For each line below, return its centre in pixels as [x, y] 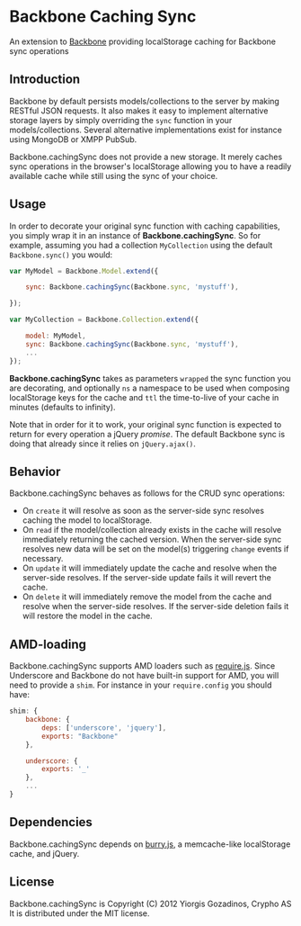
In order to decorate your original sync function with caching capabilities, [145, 226]
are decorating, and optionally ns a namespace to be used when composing [150, 388]
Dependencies [51, 822]
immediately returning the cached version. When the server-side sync [152, 539]
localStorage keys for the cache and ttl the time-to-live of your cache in [144, 397]
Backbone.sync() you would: [61, 255]
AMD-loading [48, 644]
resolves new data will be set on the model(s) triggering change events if [155, 549]
